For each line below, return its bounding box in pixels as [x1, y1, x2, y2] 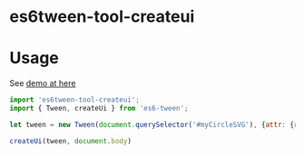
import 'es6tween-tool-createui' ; [9, 95, 141, 105]
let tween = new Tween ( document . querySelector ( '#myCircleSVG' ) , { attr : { [9, 120, 295, 129]
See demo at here [9, 78, 76, 89]
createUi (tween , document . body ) [9, 136, 132, 146]
